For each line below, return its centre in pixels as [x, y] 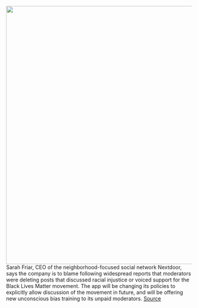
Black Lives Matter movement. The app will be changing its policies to [91, 286]
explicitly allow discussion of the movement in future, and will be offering [95, 292]
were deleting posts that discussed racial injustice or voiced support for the [98, 280]
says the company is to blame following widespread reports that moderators [99, 273]
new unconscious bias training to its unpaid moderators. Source [84, 299]
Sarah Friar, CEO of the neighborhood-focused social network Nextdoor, [94, 267]
